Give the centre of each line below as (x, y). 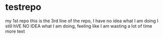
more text (15, 31)
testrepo (23, 7)
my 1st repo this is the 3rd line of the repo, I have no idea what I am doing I (82, 21)
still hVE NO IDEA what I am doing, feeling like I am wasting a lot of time (79, 26)
